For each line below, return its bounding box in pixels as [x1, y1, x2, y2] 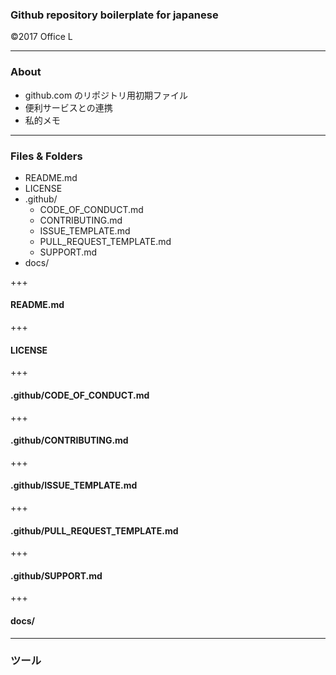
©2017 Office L [10, 31, 73, 43]
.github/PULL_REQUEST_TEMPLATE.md [10, 524, 179, 537]
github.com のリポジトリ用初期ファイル [24, 89, 189, 101]
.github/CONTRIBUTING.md [10, 434, 129, 447]
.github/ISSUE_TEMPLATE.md [10, 479, 138, 492]
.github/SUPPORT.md [10, 569, 103, 582]
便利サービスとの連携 [24, 101, 113, 113]
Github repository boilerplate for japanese [10, 8, 219, 22]
